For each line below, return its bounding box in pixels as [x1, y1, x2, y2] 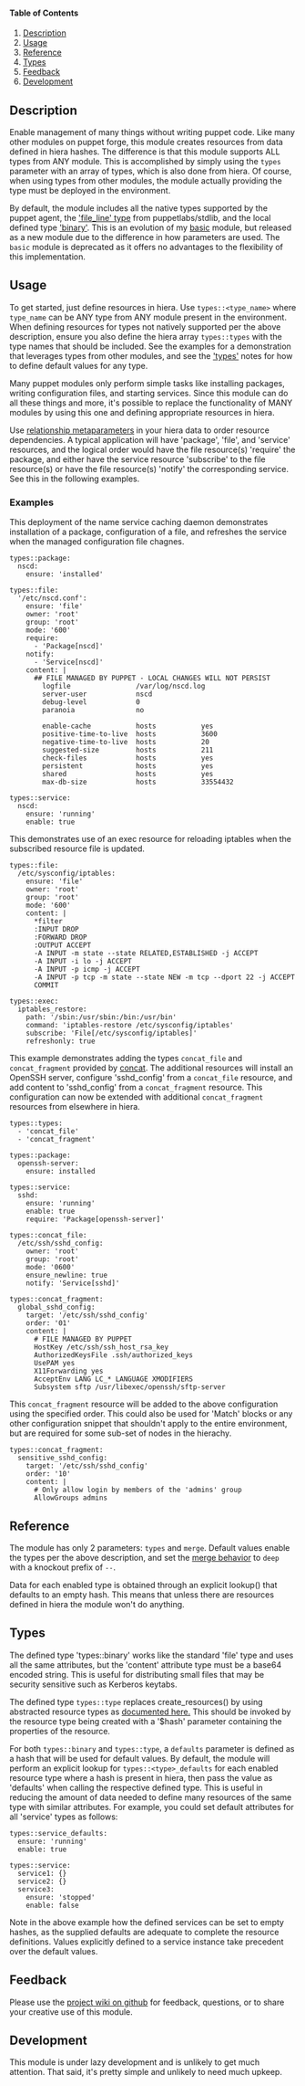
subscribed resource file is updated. [9, 843, 146, 854]
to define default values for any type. [9, 360, 148, 371]
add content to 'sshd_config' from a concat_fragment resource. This [9, 1082, 263, 1093]
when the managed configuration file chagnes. [9, 536, 185, 547]
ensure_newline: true [25, 1270, 107, 1280]
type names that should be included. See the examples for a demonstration [9, 341, 291, 352]
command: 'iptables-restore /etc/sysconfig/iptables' [25, 1021, 234, 1030]
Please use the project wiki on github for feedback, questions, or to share [9, 1996, 285, 2007]
